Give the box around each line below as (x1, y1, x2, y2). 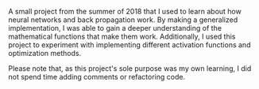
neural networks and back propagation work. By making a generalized (8, 15, 238, 24)
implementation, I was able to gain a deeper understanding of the (8, 24, 222, 32)
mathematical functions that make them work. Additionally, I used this (8, 32, 236, 41)
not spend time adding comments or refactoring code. (8, 72, 185, 81)
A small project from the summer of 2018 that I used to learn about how (8, 7, 242, 16)
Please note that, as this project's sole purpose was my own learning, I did (8, 64, 252, 73)
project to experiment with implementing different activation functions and (8, 40, 251, 50)
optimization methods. (8, 49, 82, 57)
